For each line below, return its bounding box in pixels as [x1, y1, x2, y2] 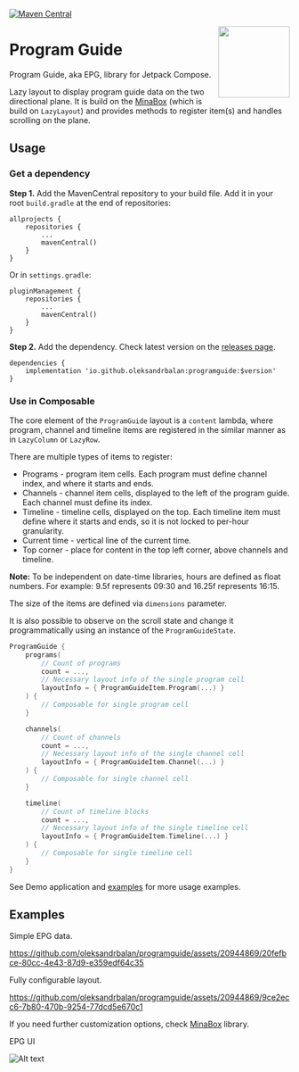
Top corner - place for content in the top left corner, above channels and [21, 544, 288, 555]
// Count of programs [41, 659, 122, 668]
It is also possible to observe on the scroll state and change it [9, 615, 234, 626]
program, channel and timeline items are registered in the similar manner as [9, 424, 287, 435]
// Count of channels [41, 733, 122, 742]
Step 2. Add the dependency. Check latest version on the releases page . [9, 341, 276, 352]
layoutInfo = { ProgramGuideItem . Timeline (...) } [41, 832, 229, 841]
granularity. [21, 525, 65, 536]
